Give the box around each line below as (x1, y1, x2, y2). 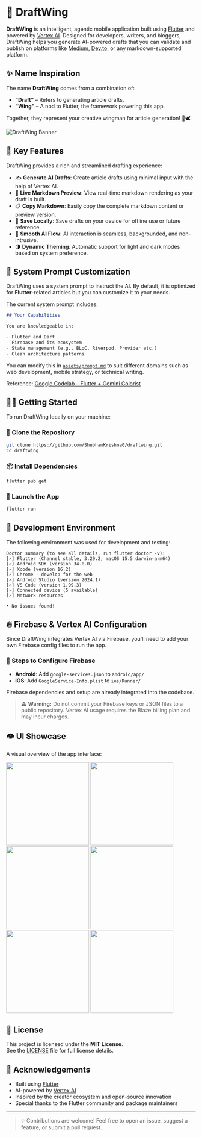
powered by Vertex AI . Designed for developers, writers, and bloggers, (6, 31, 182, 39)
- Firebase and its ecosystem (6, 340, 82, 346)
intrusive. (14, 236, 38, 243)
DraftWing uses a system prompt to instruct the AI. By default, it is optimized (6, 282, 196, 290)
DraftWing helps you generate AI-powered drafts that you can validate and (6, 38, 191, 45)
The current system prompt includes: (6, 301, 98, 308)
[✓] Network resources (6, 593, 63, 599)
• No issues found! (6, 603, 55, 609)
